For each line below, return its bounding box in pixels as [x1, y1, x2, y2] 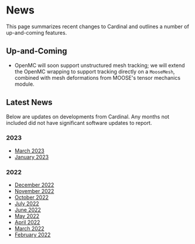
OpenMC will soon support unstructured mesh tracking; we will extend [14, 62, 186, 69]
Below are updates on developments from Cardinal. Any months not [6, 113, 170, 120]
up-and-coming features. [6, 29, 67, 36]
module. [14, 80, 35, 87]
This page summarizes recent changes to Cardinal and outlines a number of [6, 23, 189, 30]
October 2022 [14, 194, 49, 201]
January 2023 [14, 153, 49, 160]
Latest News [6, 97, 53, 107]
